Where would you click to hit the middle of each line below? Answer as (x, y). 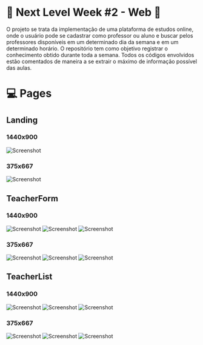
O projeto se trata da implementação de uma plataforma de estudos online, (100, 29)
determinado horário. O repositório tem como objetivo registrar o (87, 49)
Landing (22, 120)
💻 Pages (29, 94)
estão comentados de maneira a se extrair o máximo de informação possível (102, 61)
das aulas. (19, 68)
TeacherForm (32, 199)
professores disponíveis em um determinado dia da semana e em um (92, 42)
